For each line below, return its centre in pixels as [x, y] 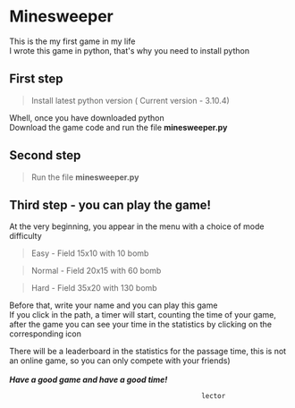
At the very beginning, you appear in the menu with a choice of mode [137, 226]
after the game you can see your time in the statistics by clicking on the [141, 325]
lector [213, 396]
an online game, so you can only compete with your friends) [120, 361]
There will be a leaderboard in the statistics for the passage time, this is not [148, 352]
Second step [45, 155]
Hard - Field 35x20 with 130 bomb [94, 288]
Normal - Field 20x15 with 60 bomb [96, 271]
